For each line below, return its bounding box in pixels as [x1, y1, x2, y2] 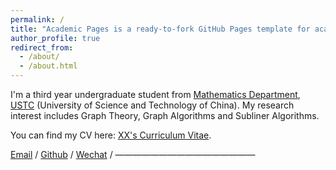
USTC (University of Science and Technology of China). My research [10, 99, 295, 111]
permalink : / [10, 14, 65, 25]
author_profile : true [10, 33, 101, 43]
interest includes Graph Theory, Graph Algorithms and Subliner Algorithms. [10, 110, 320, 121]
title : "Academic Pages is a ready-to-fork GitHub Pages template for [10, 24, 311, 34]
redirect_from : [10, 42, 74, 53]
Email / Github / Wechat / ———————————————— [10, 149, 256, 160]
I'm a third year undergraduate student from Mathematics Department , [10, 89, 301, 100]
